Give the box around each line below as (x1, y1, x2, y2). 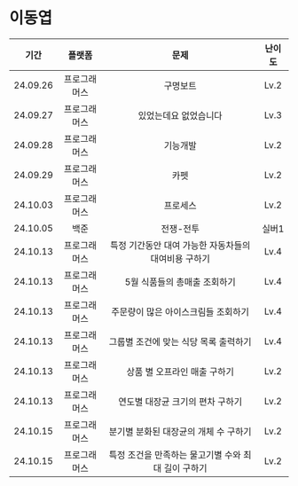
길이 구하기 (163, 462, 208, 474)
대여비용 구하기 (150, 252, 210, 264)
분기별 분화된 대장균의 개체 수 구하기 (108, 425, 252, 437)
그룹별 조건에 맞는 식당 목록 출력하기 (108, 335, 252, 348)
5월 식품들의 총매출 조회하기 (124, 276, 237, 288)
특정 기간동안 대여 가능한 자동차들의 (109, 239, 251, 251)
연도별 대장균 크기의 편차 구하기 (118, 396, 242, 408)
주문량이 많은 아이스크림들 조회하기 (111, 305, 250, 317)
